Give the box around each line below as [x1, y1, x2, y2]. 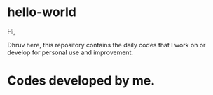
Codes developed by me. [7, 73, 156, 89]
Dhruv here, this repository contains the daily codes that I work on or [7, 41, 206, 49]
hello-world [7, 4, 77, 20]
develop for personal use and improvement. [7, 48, 133, 57]
